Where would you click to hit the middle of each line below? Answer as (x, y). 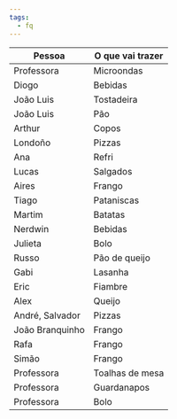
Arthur (27, 128)
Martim (28, 214)
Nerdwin (31, 229)
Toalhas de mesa (129, 373)
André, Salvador (47, 315)
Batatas (109, 214)
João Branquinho (50, 330)
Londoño (32, 143)
